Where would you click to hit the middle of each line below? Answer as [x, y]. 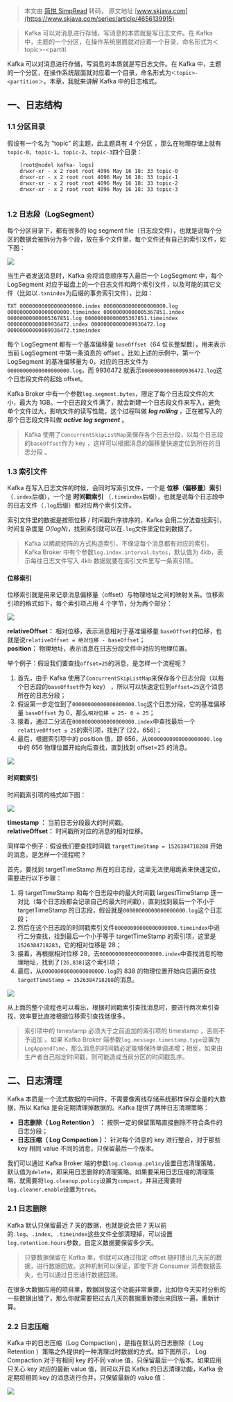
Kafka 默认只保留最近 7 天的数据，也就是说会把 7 [77, 1225]
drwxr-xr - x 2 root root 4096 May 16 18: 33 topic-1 [99, 177]
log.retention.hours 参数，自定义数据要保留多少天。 [83, 1242]
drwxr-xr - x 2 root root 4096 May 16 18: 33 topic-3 [99, 189]
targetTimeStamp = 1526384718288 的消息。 [78, 979]
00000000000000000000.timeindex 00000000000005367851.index [96, 312]
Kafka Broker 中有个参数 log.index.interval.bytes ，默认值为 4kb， [121, 552]
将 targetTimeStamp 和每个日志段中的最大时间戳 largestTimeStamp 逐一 [120, 892]
